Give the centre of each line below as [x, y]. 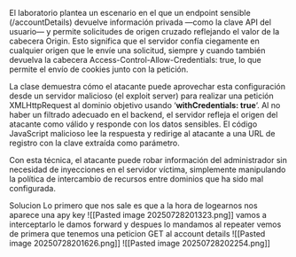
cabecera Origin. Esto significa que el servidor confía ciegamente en [134, 41]
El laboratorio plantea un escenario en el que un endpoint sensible [130, 13]
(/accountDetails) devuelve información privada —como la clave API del [140, 22]
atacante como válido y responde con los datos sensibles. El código [133, 124]
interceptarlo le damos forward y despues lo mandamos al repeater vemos [145, 224]
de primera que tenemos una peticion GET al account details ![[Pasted [137, 234]
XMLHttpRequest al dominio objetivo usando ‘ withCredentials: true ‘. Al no [145, 105]
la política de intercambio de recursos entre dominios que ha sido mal [136, 179]
